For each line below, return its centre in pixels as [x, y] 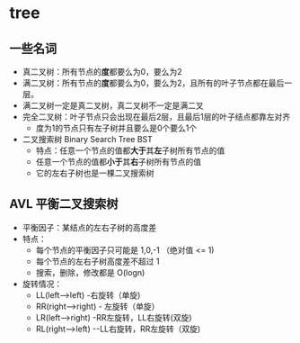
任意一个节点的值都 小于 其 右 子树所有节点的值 [119, 162]
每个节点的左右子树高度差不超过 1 [97, 261]
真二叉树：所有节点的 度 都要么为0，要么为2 [102, 72]
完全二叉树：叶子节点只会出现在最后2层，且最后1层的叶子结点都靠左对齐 [156, 117]
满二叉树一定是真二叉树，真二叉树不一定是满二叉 [113, 105]
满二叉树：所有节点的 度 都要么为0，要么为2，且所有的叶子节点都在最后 [153, 83]
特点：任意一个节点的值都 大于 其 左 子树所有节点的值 [130, 150]
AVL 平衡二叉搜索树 [64, 204]
